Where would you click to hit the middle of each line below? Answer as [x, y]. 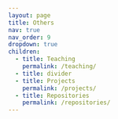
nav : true [24, 30]
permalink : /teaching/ [59, 67]
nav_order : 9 [29, 37]
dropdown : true [33, 45]
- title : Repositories [52, 96]
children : [24, 52]
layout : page [29, 15]
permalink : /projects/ [59, 88]
